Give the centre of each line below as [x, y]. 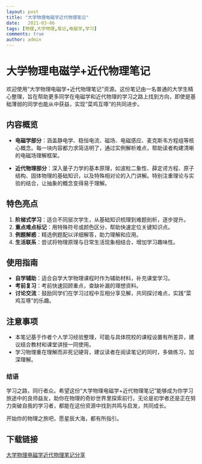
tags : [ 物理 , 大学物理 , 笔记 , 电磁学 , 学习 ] [52, 29]
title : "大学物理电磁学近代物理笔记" [47, 17]
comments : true [25, 34]
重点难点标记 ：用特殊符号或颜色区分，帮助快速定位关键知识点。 [94, 227]
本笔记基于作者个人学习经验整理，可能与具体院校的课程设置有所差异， [102, 337]
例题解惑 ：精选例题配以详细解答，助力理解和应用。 [78, 234]
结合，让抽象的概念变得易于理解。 [68, 183]
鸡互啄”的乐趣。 [35, 301]
